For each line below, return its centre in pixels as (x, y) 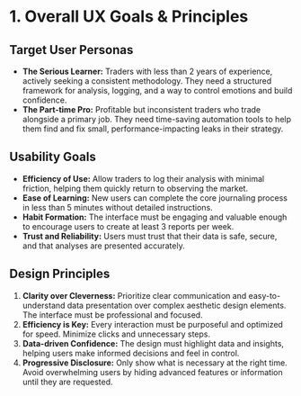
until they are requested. (68, 382)
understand (44, 305)
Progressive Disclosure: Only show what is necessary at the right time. (155, 363)
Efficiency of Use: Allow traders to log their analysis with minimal (143, 178)
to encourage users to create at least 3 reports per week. (128, 226)
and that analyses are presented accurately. (104, 246)
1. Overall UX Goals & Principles (129, 17)
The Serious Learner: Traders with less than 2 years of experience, (147, 71)
